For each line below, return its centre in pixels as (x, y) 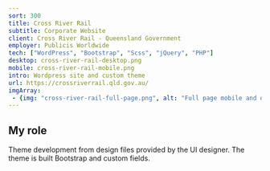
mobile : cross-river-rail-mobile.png (72, 68)
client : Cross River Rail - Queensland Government (95, 38)
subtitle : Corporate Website (57, 31)
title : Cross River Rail (50, 23)
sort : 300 (25, 16)
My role (28, 130)
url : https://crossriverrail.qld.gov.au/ (79, 83)
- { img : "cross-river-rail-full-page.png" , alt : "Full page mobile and (134, 98)
